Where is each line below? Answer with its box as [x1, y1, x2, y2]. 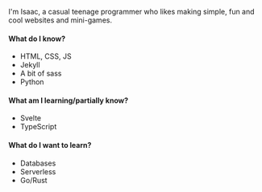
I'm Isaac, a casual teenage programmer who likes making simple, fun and [8, 7, 256, 16]
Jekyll [19, 60, 40, 70]
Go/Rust [19, 175, 48, 185]
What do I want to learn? [8, 141, 92, 149]
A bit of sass [19, 68, 62, 79]
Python [19, 77, 44, 87]
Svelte [19, 113, 42, 123]
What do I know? [8, 34, 66, 43]
